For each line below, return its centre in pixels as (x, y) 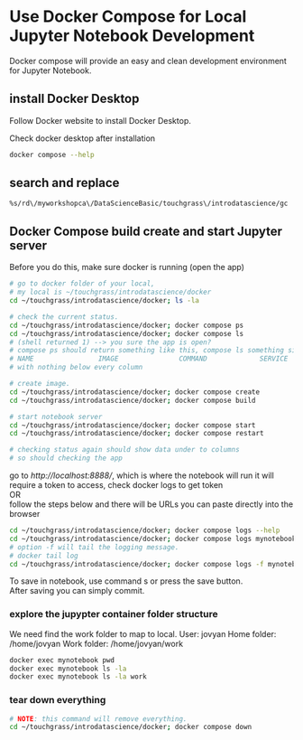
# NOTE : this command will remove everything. (98, 719)
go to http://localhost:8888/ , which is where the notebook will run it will (142, 475)
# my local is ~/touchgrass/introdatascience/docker (110, 292)
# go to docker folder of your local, (82, 284)
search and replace (64, 183)
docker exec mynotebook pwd (62, 660)
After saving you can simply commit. (77, 591)
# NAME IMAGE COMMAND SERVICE (149, 359)
